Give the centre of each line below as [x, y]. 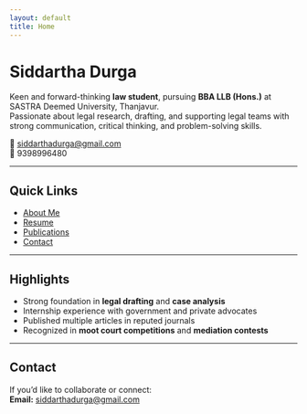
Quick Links [44, 191]
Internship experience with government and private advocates [140, 311]
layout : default [40, 18]
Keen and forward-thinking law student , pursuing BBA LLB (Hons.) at [141, 97]
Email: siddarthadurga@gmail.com [74, 399]
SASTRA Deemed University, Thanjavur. [85, 107]
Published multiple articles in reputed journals [109, 321]
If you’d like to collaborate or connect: [81, 389]
